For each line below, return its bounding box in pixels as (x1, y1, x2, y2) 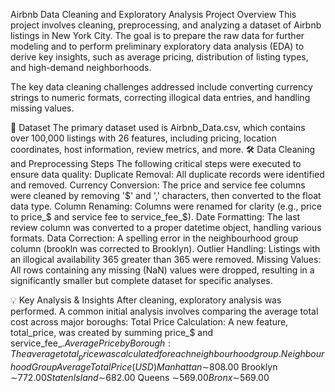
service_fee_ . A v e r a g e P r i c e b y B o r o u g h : (10, 337, 172, 349)
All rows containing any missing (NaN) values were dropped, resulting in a (10, 264, 315, 276)
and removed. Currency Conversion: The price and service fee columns (10, 179, 306, 191)
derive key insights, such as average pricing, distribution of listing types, (10, 51, 309, 63)
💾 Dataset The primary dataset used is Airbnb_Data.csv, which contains (10, 122, 306, 133)
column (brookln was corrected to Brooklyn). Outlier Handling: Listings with (10, 243, 321, 254)
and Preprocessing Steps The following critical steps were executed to (10, 158, 302, 169)
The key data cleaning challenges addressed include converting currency (10, 81, 313, 93)
